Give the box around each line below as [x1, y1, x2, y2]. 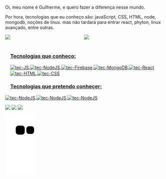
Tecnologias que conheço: [10, 52, 76, 59]
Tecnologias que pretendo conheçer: [10, 82, 102, 89]
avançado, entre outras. [5, 24, 54, 30]
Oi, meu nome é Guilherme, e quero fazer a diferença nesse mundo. [5, 4, 145, 10]
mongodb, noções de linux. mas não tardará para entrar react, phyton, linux [5, 19, 161, 25]
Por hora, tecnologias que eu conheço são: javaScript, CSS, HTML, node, [5, 14, 156, 19]
